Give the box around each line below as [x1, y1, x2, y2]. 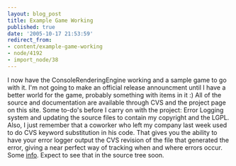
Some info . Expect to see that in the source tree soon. [7, 150, 164, 159]
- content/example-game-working [7, 43, 103, 50]
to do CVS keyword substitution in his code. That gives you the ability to [7, 128, 218, 136]
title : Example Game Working [7, 17, 94, 24]
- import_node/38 [7, 57, 59, 64]
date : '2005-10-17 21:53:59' [7, 30, 94, 37]
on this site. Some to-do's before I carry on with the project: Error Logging [7, 105, 224, 114]
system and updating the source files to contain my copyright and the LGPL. [7, 113, 230, 121]
